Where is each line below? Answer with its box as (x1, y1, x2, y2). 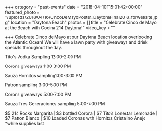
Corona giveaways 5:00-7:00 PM (5, 92, 72, 97)
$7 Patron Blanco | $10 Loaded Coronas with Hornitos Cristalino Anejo (5, 115, 146, 121)
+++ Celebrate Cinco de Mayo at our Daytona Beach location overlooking (5, 34, 152, 40)
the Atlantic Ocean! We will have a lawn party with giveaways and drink (5, 39, 148, 45)
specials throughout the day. (5, 45, 62, 50)
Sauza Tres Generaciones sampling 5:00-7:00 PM (5, 101, 105, 106)
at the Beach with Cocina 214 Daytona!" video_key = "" (5, 25, 115, 31)
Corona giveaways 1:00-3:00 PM (5, 63, 71, 69)
